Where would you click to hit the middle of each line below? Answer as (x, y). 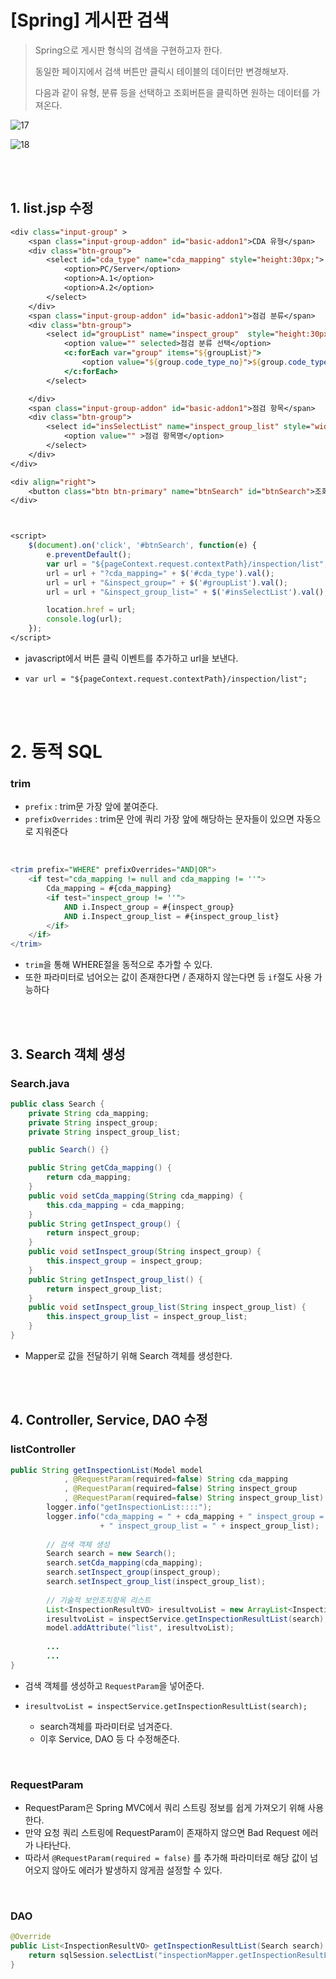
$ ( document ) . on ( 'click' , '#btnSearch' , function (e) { (142, 546)
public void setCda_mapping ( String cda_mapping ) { (136, 1196)
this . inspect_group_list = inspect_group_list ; (147, 1317)
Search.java (40, 1083)
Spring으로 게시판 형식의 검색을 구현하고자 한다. (128, 50)
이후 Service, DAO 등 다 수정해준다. (109, 1738)
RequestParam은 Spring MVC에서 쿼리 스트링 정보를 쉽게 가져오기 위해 (165, 1808)
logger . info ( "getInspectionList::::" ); (129, 1507)
